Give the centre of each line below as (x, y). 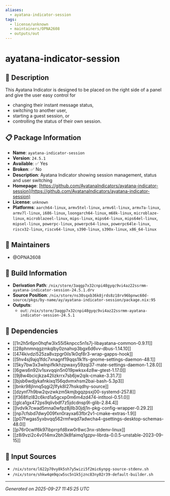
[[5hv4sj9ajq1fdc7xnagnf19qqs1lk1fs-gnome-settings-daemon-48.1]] (84, 360)
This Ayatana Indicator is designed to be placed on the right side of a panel (83, 90)
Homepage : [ (27, 186)
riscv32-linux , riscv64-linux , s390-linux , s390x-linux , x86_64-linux (84, 229)
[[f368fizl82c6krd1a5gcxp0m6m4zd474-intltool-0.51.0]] (71, 397)
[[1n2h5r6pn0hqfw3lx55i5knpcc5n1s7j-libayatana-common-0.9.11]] (82, 343)
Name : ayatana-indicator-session (49, 153)
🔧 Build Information (36, 273)
